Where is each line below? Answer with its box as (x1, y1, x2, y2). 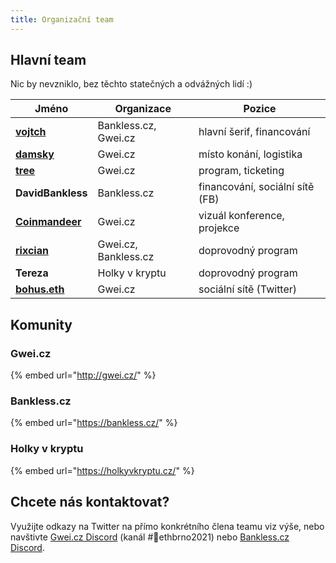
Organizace (114, 102, 172, 116)
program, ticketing (198, 164, 285, 178)
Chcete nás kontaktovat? (10, 494, 170, 511)
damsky (15, 147, 55, 161)
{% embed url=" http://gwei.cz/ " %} (10, 369, 157, 381)
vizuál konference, (198, 209, 285, 223)
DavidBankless (15, 186, 88, 200)
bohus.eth (15, 282, 65, 296)
